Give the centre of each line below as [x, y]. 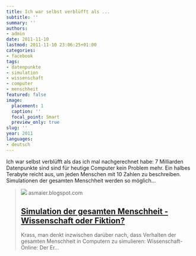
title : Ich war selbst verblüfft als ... [58, 12]
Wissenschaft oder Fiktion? [73, 221]
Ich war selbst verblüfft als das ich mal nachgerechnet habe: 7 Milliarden [95, 161]
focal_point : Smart [36, 117]
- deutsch [18, 144]
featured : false [26, 95]
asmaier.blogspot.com [56, 193]
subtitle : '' [22, 17]
